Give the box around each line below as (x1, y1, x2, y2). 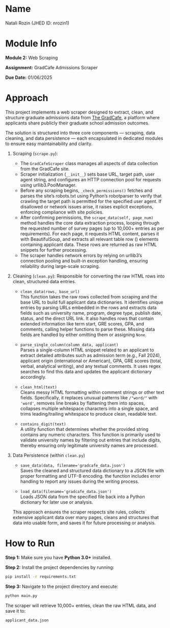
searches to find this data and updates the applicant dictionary (20, 368, 152, 374)
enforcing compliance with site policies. (20, 209, 104, 215)
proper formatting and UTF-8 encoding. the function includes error (20, 473, 161, 479)
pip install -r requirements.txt (5, 574, 76, 579)
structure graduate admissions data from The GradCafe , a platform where (5, 114, 160, 120)
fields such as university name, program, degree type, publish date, (20, 310, 162, 316)
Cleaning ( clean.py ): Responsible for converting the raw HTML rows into (12, 273, 165, 279)
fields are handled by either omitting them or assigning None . (20, 332, 147, 338)
